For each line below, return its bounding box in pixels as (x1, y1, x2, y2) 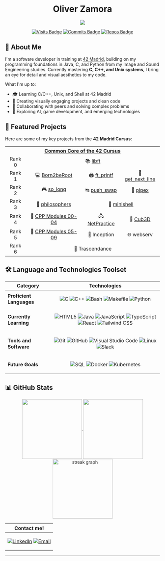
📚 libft (85, 158, 101, 165)
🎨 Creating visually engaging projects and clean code (12, 98, 121, 104)
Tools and (7, 337, 31, 344)
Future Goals (7, 361, 38, 368)
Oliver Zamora (53, 3, 112, 15)
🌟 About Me (5, 43, 42, 51)
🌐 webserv (127, 231, 153, 238)
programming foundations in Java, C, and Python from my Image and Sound (5, 61, 160, 67)
